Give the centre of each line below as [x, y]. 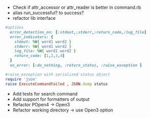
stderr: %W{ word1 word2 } [43, 46]
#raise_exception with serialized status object [58, 74]
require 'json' [21, 79]
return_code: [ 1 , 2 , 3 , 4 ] [40, 56]
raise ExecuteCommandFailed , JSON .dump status [57, 84]
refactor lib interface [34, 18]
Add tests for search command [45, 94]
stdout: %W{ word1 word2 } [43, 42]
